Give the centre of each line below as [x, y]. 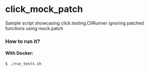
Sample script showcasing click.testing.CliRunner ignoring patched [75, 23]
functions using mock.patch [34, 28]
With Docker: [19, 53]
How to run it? [23, 41]
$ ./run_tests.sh [23, 64]
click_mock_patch [44, 9]
